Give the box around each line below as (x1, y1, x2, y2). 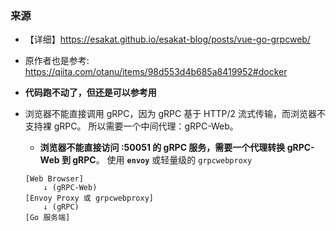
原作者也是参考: (24, 55, 90, 67)
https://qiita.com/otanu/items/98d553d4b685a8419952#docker (24, 66, 288, 78)
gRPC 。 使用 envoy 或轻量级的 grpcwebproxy (72, 154, 253, 166)
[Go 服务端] (24, 213, 71, 223)
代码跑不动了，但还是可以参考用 (24, 87, 157, 99)
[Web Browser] (24, 174, 84, 184)
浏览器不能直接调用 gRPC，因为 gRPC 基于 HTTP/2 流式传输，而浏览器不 (24, 108, 327, 120)
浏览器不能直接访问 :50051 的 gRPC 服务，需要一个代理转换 (39, 142, 286, 154)
